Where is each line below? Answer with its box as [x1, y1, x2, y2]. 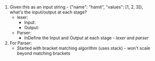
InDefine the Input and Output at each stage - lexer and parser [24, 35, 149, 41]
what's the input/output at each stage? [9, 9, 87, 15]
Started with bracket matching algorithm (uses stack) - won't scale [16, 46, 150, 51]
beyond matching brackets [16, 50, 70, 56]
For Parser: [9, 40, 32, 46]
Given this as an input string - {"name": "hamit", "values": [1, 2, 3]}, [9, 4, 143, 10]
